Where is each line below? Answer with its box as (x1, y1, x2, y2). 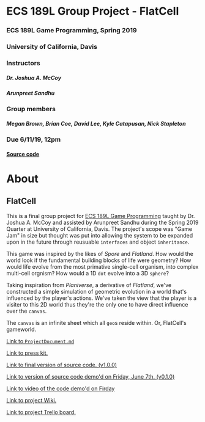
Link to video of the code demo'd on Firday (6, 385, 115, 392)
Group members (6, 105, 56, 114)
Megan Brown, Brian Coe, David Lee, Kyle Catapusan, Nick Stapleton (6, 120, 186, 127)
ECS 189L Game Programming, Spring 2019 (6, 26, 137, 35)
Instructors (6, 59, 41, 67)
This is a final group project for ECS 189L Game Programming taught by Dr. (6, 212, 195, 219)
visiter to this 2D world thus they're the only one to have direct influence (6, 300, 188, 308)
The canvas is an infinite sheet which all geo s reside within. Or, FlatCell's (6, 319, 187, 326)
